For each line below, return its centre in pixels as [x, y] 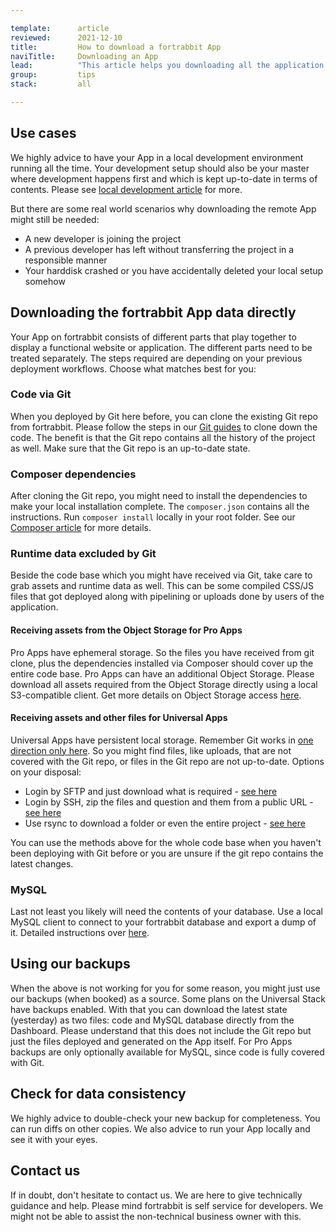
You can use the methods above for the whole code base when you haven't [166, 842]
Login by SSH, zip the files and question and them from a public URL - [169, 802]
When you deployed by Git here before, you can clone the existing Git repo [164, 416]
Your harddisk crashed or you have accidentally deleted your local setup [174, 270]
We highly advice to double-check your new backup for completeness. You [165, 1118]
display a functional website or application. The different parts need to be [161, 347]
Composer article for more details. [81, 528]
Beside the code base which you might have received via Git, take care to [161, 575]
